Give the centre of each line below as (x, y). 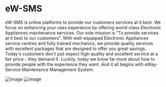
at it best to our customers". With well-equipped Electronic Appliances (77, 38)
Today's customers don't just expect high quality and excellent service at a (82, 54)
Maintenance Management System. (58, 69)
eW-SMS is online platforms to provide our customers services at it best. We (83, 22)
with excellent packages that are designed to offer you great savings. (76, 48)
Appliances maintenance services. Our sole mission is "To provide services (82, 33)
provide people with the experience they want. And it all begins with (74, 64)
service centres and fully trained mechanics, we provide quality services (79, 43)
